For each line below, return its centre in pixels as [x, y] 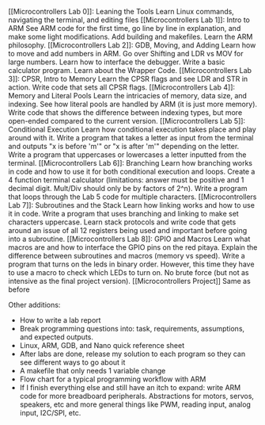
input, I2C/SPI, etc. [50, 413]
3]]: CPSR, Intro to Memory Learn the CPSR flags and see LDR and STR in [128, 79]
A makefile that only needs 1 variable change [93, 371]
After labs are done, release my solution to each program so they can [132, 354]
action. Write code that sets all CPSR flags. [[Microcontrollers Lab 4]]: [122, 87]
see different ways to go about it [72, 362]
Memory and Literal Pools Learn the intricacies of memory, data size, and [128, 96]
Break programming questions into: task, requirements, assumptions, [132, 329]
